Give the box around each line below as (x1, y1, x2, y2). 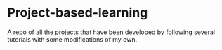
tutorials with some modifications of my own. (7, 35, 138, 43)
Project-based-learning (7, 5, 148, 21)
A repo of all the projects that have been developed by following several (7, 28, 216, 36)
